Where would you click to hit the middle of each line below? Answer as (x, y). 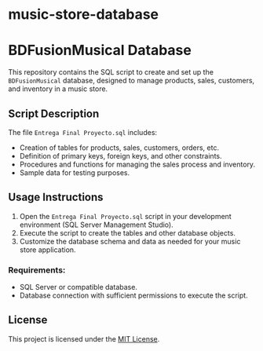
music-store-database (84, 15)
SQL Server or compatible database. (78, 287)
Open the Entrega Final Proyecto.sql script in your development (125, 216)
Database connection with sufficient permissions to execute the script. (134, 295)
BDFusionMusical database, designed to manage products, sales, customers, (131, 81)
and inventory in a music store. (58, 89)
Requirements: (37, 270)
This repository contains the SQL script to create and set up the (111, 72)
